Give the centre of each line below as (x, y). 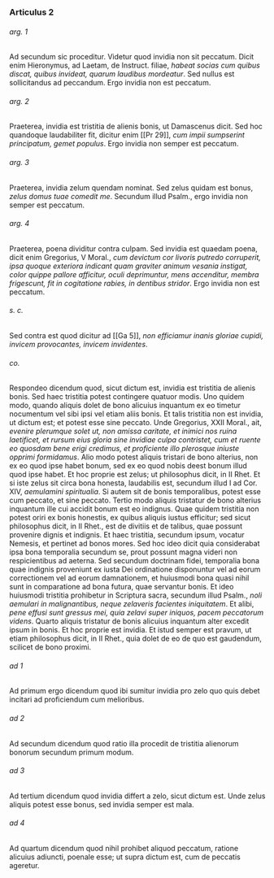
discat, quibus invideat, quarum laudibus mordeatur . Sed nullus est (122, 74)
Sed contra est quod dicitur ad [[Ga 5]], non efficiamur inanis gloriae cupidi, (136, 335)
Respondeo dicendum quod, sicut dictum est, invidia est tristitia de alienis (133, 388)
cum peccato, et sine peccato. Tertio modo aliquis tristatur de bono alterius (135, 500)
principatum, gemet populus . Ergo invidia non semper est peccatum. (124, 144)
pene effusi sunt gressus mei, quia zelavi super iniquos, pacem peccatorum (137, 613)
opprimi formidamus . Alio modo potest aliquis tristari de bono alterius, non (134, 457)
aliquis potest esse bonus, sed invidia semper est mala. (102, 804)
